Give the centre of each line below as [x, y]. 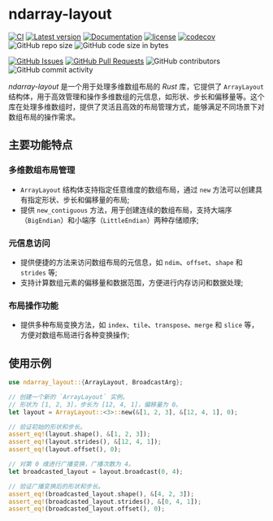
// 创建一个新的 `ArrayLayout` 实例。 [68, 397]
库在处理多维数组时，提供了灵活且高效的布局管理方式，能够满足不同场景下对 [136, 106]
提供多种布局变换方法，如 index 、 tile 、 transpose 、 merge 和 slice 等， [139, 325]
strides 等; [39, 272]
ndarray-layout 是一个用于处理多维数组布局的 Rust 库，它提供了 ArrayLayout [136, 86]
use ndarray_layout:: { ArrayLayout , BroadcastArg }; [96, 383]
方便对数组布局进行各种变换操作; [75, 335]
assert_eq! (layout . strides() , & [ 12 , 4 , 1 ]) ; [85, 442]
